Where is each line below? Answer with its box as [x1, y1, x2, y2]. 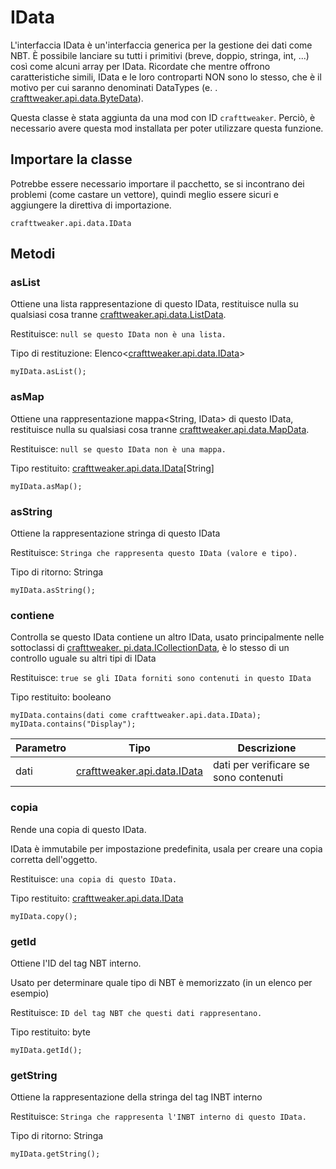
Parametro [15, 741, 67, 755]
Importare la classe [10, 151, 133, 168]
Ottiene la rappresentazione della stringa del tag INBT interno [10, 1091, 263, 1103]
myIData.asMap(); [10, 481, 83, 491]
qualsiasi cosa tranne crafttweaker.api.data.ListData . [10, 309, 227, 321]
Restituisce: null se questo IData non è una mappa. [10, 442, 227, 455]
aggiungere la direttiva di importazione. [10, 199, 172, 211]
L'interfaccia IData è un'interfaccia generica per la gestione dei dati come [10, 39, 313, 51]
